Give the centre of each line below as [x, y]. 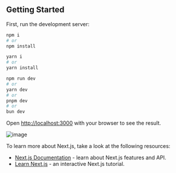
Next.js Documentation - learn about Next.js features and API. [90, 158]
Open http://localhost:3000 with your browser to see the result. [84, 123]
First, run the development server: [48, 24]
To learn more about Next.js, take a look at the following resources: [88, 146]
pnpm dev [17, 100]
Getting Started [35, 10]
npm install [21, 46]
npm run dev [21, 79]
